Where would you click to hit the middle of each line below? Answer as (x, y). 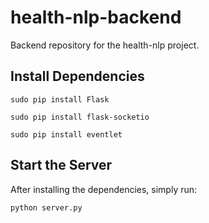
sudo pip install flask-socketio (80, 117)
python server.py (46, 207)
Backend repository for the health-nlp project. (105, 45)
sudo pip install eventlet (66, 134)
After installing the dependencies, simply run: (104, 189)
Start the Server (61, 165)
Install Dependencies (77, 76)
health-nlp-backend (96, 17)
